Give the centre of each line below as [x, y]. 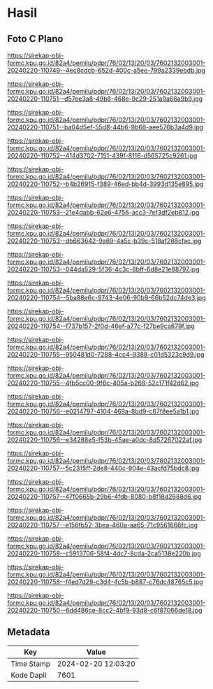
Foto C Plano [35, 39]
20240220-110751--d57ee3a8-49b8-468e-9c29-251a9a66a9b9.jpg [105, 99]
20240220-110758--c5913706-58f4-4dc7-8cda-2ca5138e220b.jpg [104, 553]
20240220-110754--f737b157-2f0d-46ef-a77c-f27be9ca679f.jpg [101, 326]
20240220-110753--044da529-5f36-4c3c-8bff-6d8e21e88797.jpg [104, 269]
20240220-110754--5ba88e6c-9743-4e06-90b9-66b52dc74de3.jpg [106, 298]
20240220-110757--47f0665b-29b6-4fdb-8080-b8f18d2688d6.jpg [104, 497]
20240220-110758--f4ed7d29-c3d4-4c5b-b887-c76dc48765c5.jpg [105, 582]
